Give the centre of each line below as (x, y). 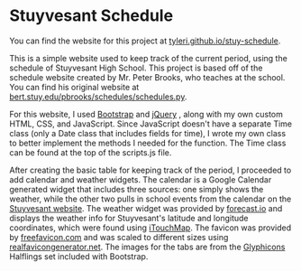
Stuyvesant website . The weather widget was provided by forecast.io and (146, 208)
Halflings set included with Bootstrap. (79, 256)
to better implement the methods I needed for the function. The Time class (148, 143)
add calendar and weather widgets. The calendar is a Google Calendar (141, 179)
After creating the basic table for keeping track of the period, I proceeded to (150, 170)
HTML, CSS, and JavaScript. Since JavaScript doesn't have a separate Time (151, 124)
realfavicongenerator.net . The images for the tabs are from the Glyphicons (147, 247)
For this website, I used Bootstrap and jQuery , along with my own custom (146, 114)
